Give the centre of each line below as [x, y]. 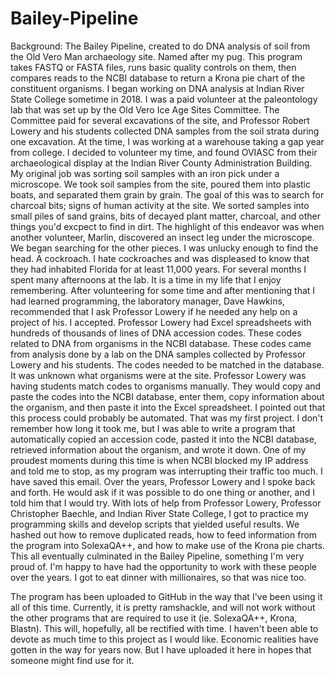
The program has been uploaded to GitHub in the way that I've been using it [166, 596]
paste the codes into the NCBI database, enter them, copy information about [167, 396]
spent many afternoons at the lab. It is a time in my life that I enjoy [146, 279]
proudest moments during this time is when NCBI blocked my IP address [159, 460]
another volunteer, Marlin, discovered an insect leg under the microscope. [162, 237]
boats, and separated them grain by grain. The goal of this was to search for [167, 194]
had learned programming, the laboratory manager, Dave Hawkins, [147, 301]
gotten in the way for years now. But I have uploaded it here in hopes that [161, 649]
